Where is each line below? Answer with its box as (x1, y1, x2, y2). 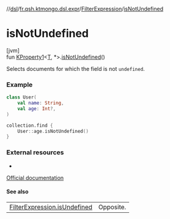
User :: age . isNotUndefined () (17, 128, 89, 134)
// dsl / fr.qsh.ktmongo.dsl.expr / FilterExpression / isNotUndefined (6, 6, 164, 12)
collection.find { (6, 122, 53, 128)
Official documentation (6, 174, 64, 181)
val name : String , (17, 100, 64, 106)
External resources (6, 148, 64, 157)
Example (6, 80, 33, 89)
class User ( (6, 94, 37, 100)
